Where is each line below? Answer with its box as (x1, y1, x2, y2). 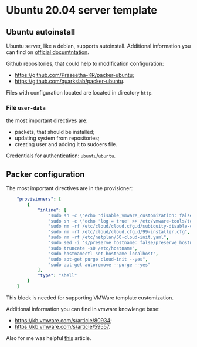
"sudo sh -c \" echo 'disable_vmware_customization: (47, 213, 177, 218)
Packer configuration (6, 169, 85, 179)
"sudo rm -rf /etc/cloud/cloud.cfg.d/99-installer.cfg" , (47, 229, 191, 235)
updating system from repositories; (14, 134, 100, 142)
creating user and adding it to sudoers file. (14, 141, 117, 148)
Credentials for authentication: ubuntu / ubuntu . (6, 152, 116, 159)
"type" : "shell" (37, 272, 77, 279)
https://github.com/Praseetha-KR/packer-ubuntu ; (14, 72, 134, 78)
